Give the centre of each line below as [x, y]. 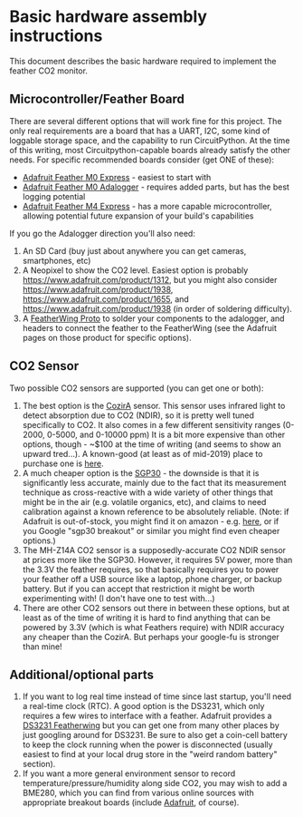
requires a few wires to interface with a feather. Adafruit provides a [147, 716]
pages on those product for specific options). [107, 337]
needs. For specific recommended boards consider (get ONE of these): [142, 160]
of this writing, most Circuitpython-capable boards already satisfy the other [150, 150]
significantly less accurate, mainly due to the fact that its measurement [154, 482]
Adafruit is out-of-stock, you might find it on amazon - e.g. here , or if [151, 521]
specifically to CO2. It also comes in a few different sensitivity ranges [151, 424]
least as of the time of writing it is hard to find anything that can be [147, 618]
